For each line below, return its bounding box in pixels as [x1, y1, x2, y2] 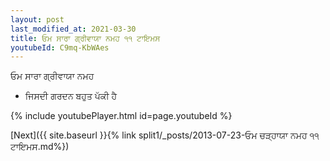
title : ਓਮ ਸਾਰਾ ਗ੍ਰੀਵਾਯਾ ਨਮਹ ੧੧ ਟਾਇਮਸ [10, 33, 161, 43]
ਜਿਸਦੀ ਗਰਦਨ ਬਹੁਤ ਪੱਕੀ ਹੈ [24, 90, 118, 102]
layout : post [10, 14, 65, 25]
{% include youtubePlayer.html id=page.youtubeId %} [10, 110, 233, 122]
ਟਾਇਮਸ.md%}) [10, 141, 70, 153]
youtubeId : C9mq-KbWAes [10, 42, 110, 53]
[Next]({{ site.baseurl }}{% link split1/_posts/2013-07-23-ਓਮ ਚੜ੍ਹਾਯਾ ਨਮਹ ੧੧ [10, 129, 320, 141]
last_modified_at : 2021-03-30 [10, 24, 137, 34]
